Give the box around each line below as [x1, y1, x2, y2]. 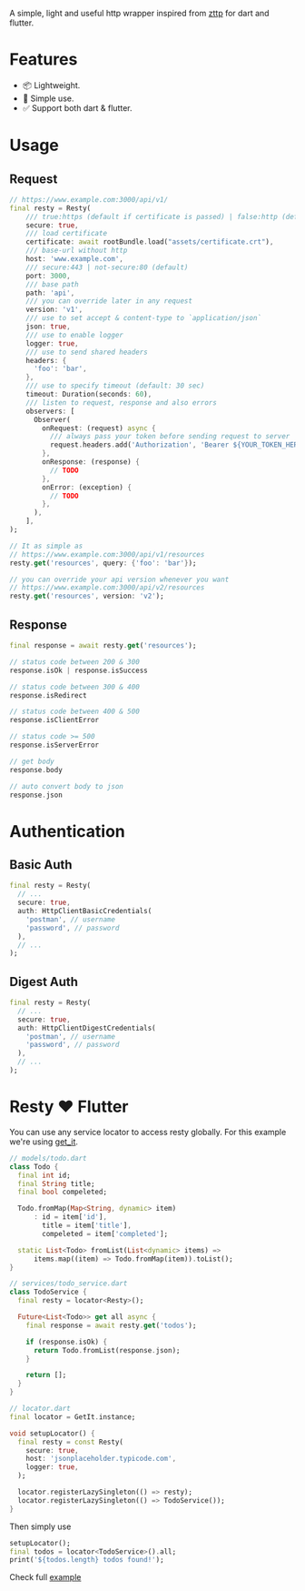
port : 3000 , [25, 271, 71, 280]
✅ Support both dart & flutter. [22, 102, 133, 113]
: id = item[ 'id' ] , [33, 1213, 107, 1222]
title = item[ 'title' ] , [42, 1221, 132, 1230]
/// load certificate [25, 229, 107, 238]
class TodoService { [9, 1287, 88, 1297]
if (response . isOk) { [25, 1337, 107, 1346]
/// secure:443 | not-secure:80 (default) [25, 263, 189, 272]
